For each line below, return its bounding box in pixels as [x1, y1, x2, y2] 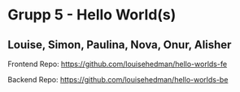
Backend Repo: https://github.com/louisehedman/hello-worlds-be [7, 75, 229, 84]
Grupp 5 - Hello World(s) [7, 6, 177, 24]
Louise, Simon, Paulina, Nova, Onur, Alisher [7, 38, 232, 52]
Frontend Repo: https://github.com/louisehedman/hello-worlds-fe [7, 59, 228, 69]
